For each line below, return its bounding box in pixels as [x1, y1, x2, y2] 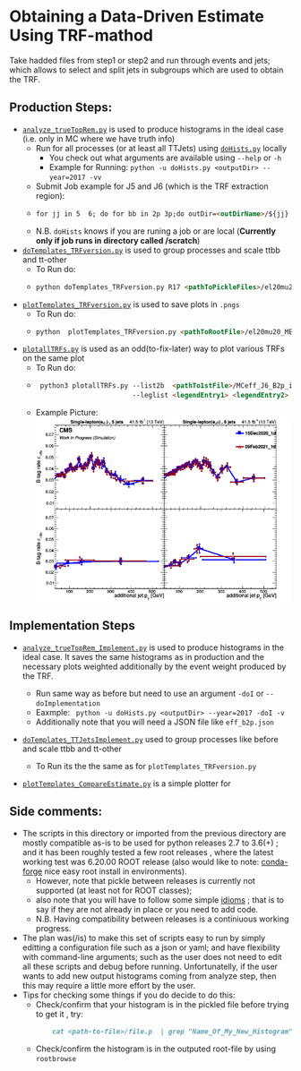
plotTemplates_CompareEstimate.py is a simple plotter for [21, 777, 231, 789]
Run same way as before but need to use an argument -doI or [35, 688, 264, 698]
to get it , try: [35, 1008, 83, 1019]
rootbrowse [35, 1054, 77, 1063]
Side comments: [9, 804, 103, 819]
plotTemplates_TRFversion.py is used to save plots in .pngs [21, 298, 240, 310]
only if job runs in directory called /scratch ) [35, 235, 201, 245]
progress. [35, 922, 72, 933]
